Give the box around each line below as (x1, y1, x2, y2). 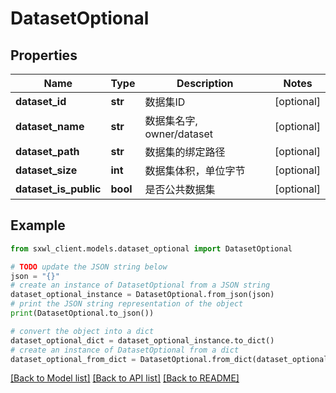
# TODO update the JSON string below (10, 262, 168, 272)
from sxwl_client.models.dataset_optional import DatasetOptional (10, 243, 293, 254)
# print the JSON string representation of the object (10, 299, 244, 309)
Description (176, 77, 234, 90)
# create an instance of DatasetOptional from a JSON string (10, 280, 271, 291)
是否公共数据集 (144, 183, 216, 196)
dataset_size (15, 163, 78, 177)
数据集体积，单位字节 (144, 164, 246, 177)
